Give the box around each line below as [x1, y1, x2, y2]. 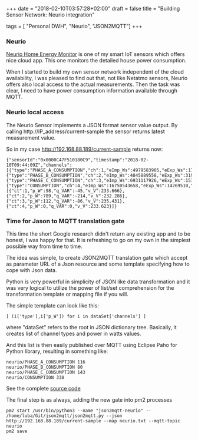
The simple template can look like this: [6, 302, 99, 309]
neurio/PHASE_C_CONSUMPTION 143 [6, 369, 85, 375]
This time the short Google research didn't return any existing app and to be [6, 230, 190, 237]
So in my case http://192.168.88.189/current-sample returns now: [6, 145, 163, 153]
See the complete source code [6, 385, 81, 392]
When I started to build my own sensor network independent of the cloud [6, 68, 184, 75]
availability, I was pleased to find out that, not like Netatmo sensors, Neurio [6, 75, 188, 82]
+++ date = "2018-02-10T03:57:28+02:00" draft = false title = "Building [6, 5, 180, 12]
